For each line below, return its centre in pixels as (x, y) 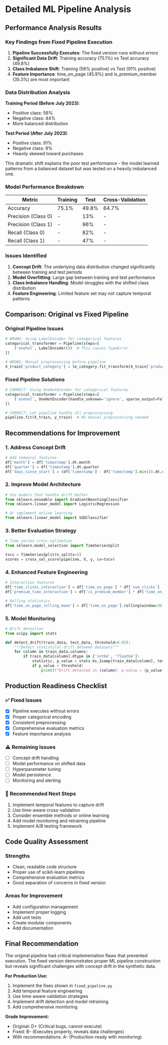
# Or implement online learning (39, 513)
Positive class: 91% (32, 143)
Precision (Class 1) (30, 225)
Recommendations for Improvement (62, 433)
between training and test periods (47, 272)
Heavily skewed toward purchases (48, 154)
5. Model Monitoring (30, 618)
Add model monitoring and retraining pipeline (59, 821)
